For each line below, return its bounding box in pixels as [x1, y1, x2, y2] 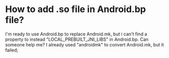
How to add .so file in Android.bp [5, 4, 146, 15]
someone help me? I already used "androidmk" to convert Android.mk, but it [5, 41, 164, 47]
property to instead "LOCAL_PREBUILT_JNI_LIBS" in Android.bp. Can [5, 36, 149, 42]
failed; [5, 47, 19, 53]
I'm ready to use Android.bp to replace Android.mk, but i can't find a [5, 31, 147, 37]
